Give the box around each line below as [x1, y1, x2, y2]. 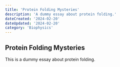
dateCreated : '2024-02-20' [5, 16, 60, 21]
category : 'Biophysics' [5, 25, 54, 30]
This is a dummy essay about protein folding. [5, 56, 96, 62]
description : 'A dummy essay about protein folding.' [5, 12, 117, 17]
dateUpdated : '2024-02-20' [5, 21, 60, 26]
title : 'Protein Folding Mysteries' [5, 7, 80, 12]
